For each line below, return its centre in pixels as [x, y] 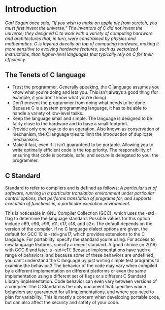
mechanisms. [26, 139]
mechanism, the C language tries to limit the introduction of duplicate [82, 134]
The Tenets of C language [46, 75]
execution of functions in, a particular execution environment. [68, 203]
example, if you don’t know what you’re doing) [59, 97]
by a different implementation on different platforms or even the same [76, 271]
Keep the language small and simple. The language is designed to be [82, 118]
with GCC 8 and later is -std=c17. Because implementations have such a [78, 250]
